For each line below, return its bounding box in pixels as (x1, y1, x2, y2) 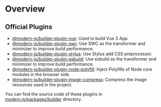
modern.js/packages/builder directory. (5, 96, 82, 102)
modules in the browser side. (12, 72, 71, 77)
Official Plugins (5, 23, 53, 31)
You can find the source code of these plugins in (5, 91, 103, 97)
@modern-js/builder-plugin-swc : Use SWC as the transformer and (12, 41, 146, 46)
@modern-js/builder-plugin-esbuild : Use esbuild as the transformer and (12, 56, 157, 61)
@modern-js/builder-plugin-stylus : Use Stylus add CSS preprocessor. (12, 51, 152, 57)
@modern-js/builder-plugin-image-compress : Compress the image (12, 76, 147, 82)
